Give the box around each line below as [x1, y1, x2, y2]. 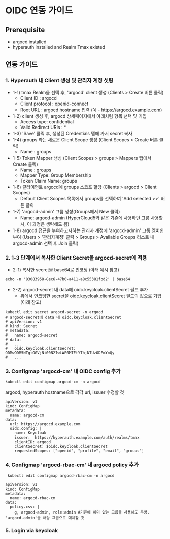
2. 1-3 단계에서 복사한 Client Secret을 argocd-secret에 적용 [5, 254, 147, 261]
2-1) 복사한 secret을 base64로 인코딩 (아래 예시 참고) [12, 266, 119, 273]
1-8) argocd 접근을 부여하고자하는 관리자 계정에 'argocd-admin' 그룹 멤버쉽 [12, 227, 164, 234]
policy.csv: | [10, 504, 40, 509]
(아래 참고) [20, 299, 42, 305]
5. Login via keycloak [5, 527, 58, 534]
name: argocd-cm [10, 413, 44, 418]
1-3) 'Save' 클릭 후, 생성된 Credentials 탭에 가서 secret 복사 [12, 130, 133, 136]
